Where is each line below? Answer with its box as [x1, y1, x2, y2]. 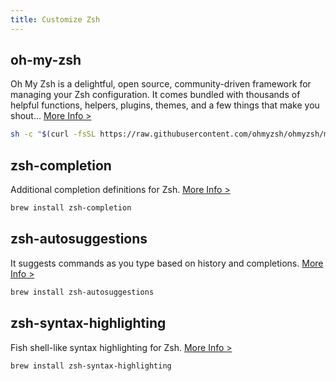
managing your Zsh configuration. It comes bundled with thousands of [10, 89, 301, 101]
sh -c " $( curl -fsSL [10, 129, 97, 140]
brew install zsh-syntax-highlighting [10, 361, 172, 371]
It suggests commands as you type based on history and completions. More [10, 257, 324, 269]
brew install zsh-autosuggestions [10, 287, 155, 297]
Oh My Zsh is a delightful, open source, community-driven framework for [10, 78, 312, 90]
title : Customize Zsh [10, 14, 101, 25]
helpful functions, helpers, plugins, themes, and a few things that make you [10, 99, 320, 111]
